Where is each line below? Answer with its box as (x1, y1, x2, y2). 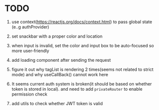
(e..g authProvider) (11, 24, 49, 29)
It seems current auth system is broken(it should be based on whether (11, 81, 152, 87)
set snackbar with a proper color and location (11, 33, 103, 39)
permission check (11, 91, 48, 97)
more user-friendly (11, 48, 49, 54)
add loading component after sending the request (11, 57, 111, 63)
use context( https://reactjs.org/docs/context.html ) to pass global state (11, 19, 152, 25)
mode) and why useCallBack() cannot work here (11, 71, 109, 77)
